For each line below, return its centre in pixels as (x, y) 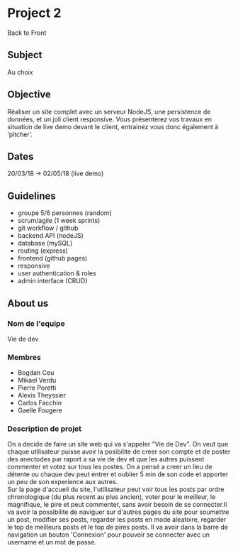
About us (28, 303)
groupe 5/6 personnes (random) (64, 213)
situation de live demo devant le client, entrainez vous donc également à (113, 126)
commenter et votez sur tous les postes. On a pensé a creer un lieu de (110, 467)
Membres (24, 357)
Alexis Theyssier (41, 395)
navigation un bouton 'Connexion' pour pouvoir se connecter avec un (109, 535)
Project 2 (34, 13)
